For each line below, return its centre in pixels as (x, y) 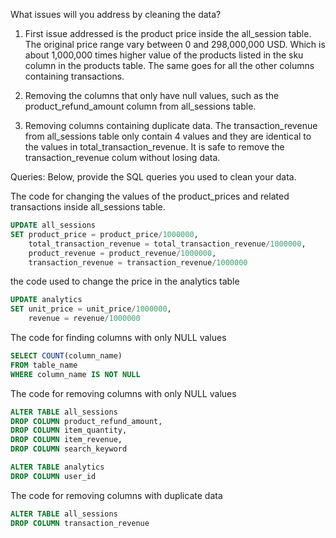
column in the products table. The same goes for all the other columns (169, 65)
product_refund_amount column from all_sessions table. (140, 106)
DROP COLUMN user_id (53, 476)
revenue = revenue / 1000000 (84, 319)
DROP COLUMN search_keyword (69, 449)
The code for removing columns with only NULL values (123, 393)
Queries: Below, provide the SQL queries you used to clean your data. (153, 177)
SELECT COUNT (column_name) (66, 356)
